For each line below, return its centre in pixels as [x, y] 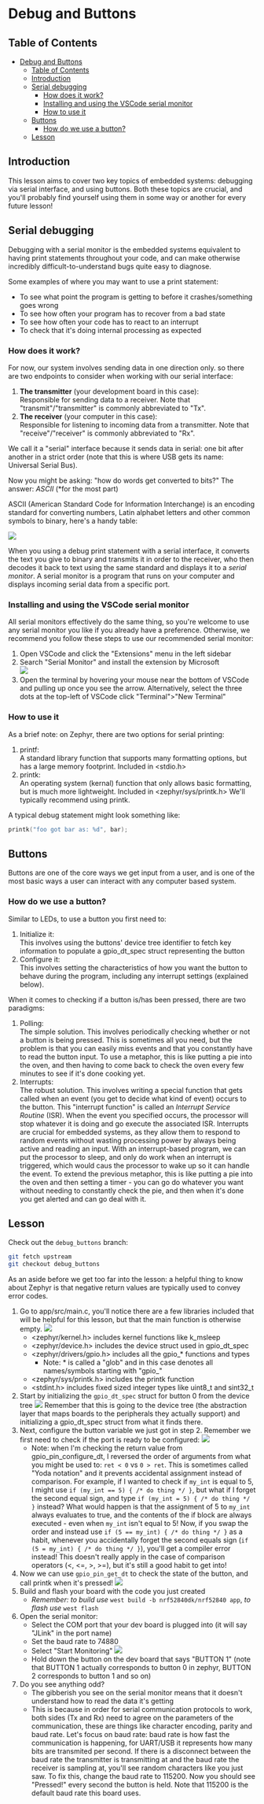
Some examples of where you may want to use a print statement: [113, 281]
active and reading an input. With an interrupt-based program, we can [132, 1148]
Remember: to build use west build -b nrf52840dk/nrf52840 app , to [141, 1600]
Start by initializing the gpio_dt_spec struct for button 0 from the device [134, 1396]
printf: [29, 750]
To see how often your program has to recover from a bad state [122, 313]
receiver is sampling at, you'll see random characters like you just [137, 1768]
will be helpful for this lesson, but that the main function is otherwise [130, 1320]
